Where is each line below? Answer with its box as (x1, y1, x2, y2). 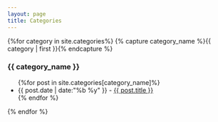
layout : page (7, 10, 46, 18)
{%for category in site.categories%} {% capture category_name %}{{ (7, 36, 212, 45)
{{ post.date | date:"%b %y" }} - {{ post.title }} (17, 86, 154, 94)
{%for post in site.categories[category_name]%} (17, 78, 160, 86)
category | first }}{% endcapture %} (7, 44, 113, 53)
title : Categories (7, 17, 62, 24)
